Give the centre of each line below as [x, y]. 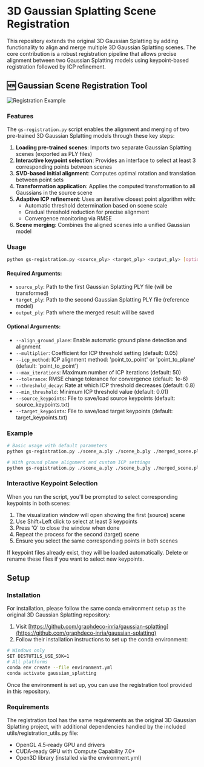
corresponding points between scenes [64, 167]
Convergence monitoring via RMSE [68, 218]
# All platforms [27, 662]
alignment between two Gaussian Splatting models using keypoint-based [98, 60]
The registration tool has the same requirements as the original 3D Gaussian [102, 720]
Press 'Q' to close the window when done [67, 528]
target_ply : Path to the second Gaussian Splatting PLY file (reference [102, 300]
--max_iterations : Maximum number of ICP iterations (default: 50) [98, 372]
